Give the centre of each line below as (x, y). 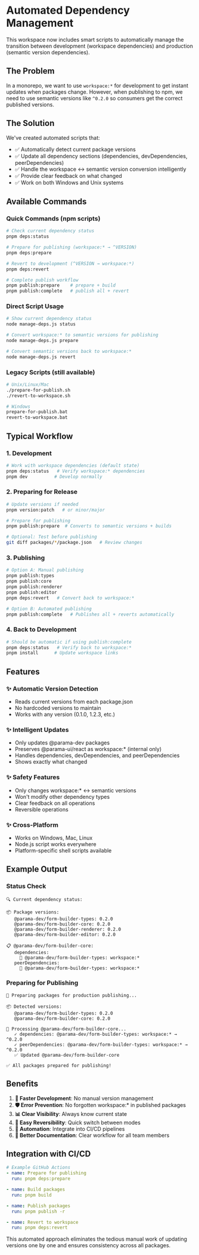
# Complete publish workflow (42, 280)
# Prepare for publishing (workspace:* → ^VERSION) (71, 247)
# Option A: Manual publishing (45, 570)
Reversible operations (41, 809)
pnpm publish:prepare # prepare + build (61, 285)
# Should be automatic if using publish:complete (69, 642)
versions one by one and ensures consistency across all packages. (88, 1245)
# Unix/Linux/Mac (28, 385)
